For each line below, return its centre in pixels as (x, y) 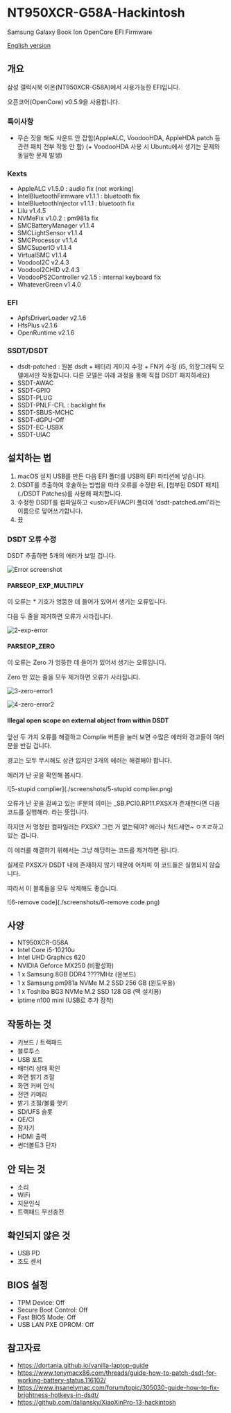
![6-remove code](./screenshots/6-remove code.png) (84, 902)
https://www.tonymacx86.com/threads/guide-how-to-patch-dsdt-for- (117, 1373)
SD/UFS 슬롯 (35, 1112)
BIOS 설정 (28, 1285)
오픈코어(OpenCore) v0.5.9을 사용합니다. (63, 101)
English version (29, 45)
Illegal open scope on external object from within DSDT (88, 720)
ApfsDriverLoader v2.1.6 (52, 318)
